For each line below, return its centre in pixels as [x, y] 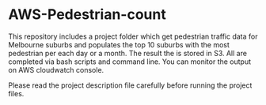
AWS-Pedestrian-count [87, 15]
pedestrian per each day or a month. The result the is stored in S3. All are [128, 53]
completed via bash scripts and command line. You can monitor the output [130, 62]
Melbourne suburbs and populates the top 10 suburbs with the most [119, 44]
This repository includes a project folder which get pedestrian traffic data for [133, 36]
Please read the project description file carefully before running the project [130, 85]
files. [16, 93]
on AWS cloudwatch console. [56, 69]
